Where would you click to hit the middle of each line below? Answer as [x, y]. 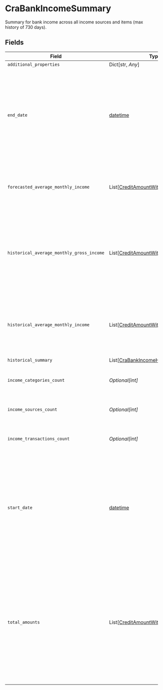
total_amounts [24, 622]
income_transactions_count [39, 439]
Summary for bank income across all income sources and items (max [74, 22]
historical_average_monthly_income [49, 325]
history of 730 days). [26, 27]
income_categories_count [36, 380]
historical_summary [30, 360]
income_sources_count [32, 409]
